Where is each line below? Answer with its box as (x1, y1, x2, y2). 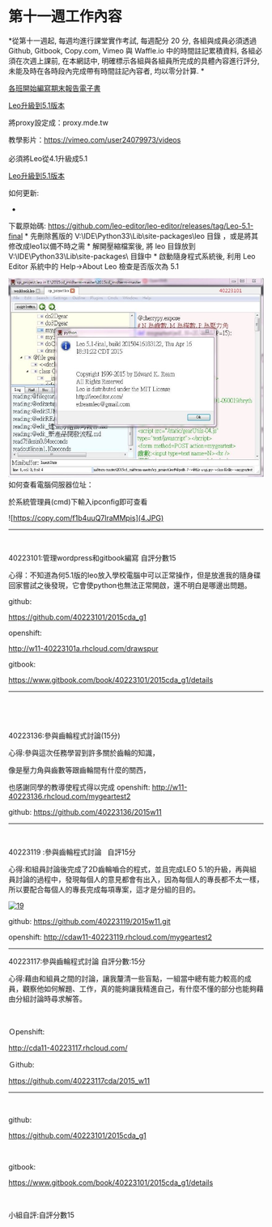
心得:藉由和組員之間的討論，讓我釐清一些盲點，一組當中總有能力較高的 (8, 974, 245, 984)
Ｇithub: (8, 1060, 35, 1070)
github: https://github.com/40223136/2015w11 (8, 807, 162, 817)
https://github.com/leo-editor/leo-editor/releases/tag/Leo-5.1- (47, 220, 253, 231)
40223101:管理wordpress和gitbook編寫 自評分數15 (8, 553, 176, 563)
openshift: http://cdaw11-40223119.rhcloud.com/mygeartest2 (8, 932, 213, 942)
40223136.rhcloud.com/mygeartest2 (8, 791, 131, 802)
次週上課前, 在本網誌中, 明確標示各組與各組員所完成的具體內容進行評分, (22, 56, 260, 66)
